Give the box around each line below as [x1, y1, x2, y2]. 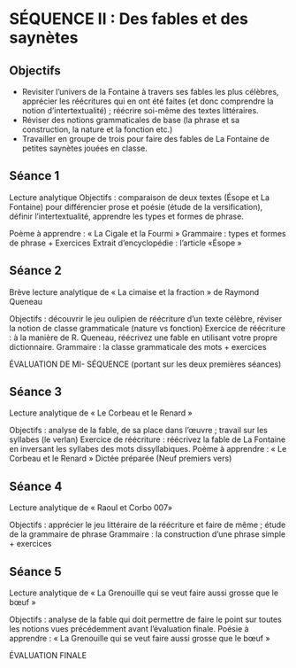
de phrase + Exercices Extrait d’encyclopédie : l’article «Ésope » [9, 237, 243, 248]
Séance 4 [9, 478, 63, 493]
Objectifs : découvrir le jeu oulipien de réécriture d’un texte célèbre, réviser [9, 313, 283, 323]
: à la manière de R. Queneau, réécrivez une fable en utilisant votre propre [9, 332, 278, 343]
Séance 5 [9, 563, 62, 579]
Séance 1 [9, 168, 60, 183]
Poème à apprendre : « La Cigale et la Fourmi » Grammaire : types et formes [9, 228, 286, 238]
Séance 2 [9, 263, 62, 278]
